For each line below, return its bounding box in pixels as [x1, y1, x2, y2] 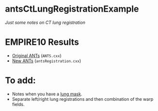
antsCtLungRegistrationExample [5, 3, 139, 15]
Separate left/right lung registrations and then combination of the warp [12, 96, 154, 102]
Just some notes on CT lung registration [5, 19, 86, 25]
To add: [5, 75, 36, 86]
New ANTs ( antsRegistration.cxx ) [12, 57, 81, 64]
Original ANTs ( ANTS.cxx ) [12, 53, 62, 58]
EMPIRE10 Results [5, 37, 79, 48]
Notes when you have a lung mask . [12, 91, 82, 97]
